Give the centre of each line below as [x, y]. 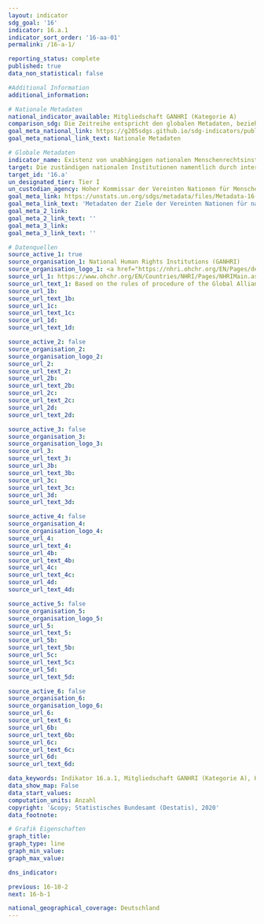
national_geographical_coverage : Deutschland [84, 908]
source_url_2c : [33, 393]
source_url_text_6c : [42, 749]
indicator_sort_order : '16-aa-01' [65, 37]
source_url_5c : [33, 655]
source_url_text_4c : [42, 575]
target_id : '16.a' [38, 175]
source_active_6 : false [47, 691]
